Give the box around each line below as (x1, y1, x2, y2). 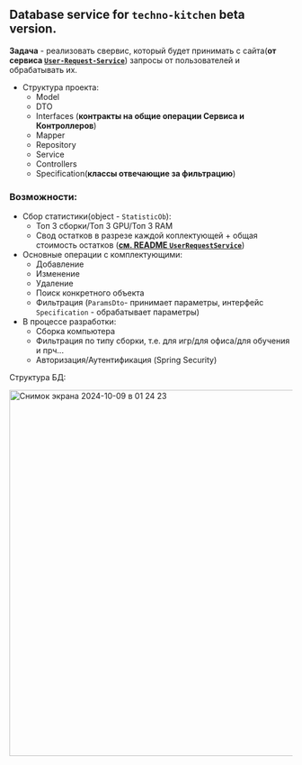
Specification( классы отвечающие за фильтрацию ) (35, 168, 236, 178)
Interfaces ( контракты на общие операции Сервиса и (35, 110, 245, 121)
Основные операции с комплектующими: (22, 250, 182, 260)
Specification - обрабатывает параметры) (35, 306, 200, 318)
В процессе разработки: (22, 316, 117, 327)
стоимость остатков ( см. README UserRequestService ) (35, 240, 245, 250)
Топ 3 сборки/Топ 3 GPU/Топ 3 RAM (35, 221, 173, 232)
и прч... (35, 345, 65, 356)
